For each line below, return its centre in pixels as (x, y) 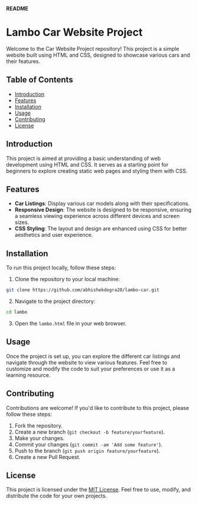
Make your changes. (40, 438)
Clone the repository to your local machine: (67, 279)
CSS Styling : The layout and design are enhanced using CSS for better (101, 229)
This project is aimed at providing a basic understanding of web (83, 158)
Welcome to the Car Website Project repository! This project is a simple (93, 48)
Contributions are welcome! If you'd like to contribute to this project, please (98, 408)
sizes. (22, 222)
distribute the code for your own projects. (57, 496)
